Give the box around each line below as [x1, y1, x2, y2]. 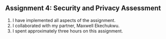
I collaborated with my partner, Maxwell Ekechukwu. [12, 22, 120, 28]
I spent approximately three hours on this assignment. [12, 27, 123, 34]
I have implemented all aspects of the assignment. [12, 17, 116, 23]
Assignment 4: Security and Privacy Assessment [5, 4, 161, 12]
